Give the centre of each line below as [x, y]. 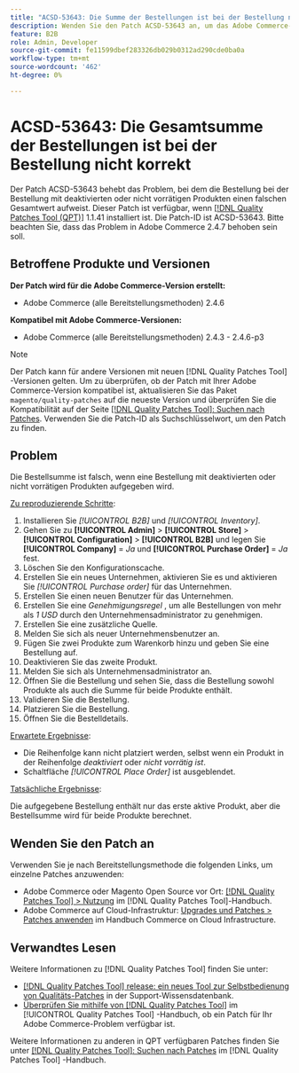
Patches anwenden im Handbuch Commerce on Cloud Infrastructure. [149, 920]
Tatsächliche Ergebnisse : [56, 789]
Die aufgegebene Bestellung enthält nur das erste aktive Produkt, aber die [146, 806]
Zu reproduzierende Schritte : [63, 504]
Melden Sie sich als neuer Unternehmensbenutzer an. [121, 634]
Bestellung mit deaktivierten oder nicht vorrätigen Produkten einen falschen [149, 198]
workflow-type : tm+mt [50, 59]
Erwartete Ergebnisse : [51, 736]
